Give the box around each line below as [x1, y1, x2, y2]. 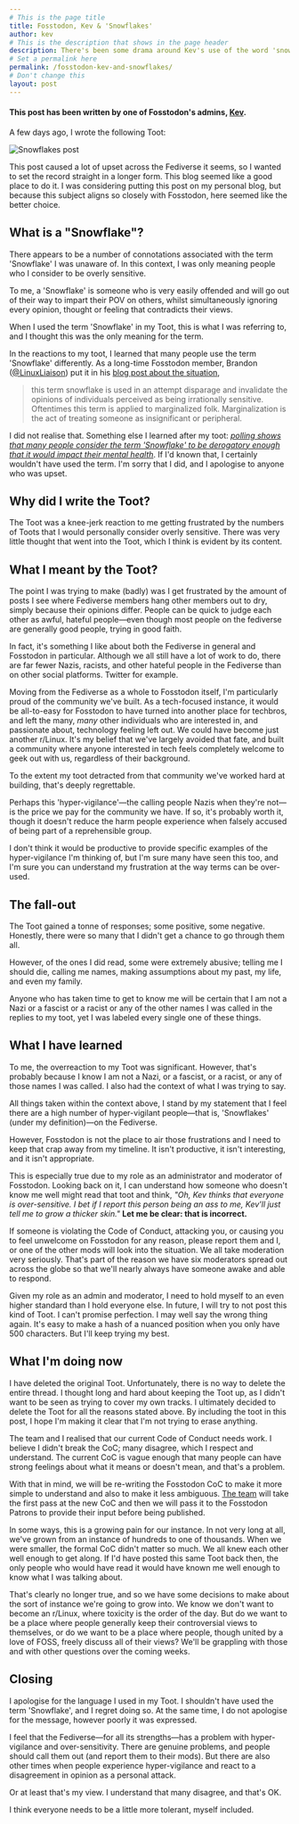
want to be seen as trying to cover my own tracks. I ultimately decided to [9, 1397, 276, 1407]
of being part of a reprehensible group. [9, 826, 152, 837]
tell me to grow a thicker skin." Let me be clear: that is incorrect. [9, 1208, 247, 1218]
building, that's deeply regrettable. [9, 780, 136, 790]
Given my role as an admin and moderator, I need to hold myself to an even [9, 1290, 285, 1300]
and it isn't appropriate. [9, 1152, 95, 1164]
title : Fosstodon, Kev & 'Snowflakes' [9, 21, 153, 30]
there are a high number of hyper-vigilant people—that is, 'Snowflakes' [9, 1107, 270, 1118]
